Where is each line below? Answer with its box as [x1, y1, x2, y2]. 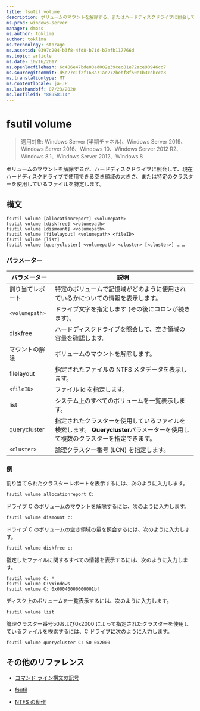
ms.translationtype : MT [6, 75, 65, 81]
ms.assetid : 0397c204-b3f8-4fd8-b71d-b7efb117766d [6, 48, 135, 54]
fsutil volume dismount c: [6, 514, 73, 521]
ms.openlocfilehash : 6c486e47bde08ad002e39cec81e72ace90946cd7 [6, 64, 167, 70]
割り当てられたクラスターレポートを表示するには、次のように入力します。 [6, 480, 189, 487]
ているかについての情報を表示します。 [55, 294, 162, 302]
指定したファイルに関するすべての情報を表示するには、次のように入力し [6, 556, 183, 563]
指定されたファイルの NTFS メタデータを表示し [55, 365, 187, 373]
